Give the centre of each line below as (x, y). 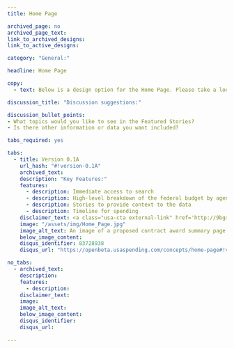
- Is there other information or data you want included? (93, 128)
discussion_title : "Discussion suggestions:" (74, 102)
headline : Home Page (37, 71)
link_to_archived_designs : (46, 39)
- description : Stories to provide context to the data (108, 205)
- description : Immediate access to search (90, 192)
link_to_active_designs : (43, 46)
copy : (15, 84)
